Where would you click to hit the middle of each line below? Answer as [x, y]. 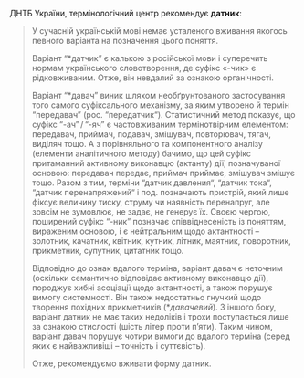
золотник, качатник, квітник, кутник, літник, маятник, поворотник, [162, 241]
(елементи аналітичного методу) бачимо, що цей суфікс [142, 153]
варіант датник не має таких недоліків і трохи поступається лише [160, 317]
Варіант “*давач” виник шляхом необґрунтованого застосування [158, 95]
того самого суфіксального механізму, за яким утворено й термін [160, 105]
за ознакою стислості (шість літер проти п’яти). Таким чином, [152, 326]
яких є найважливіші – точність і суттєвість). [119, 346]
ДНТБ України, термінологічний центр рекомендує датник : [126, 13]
